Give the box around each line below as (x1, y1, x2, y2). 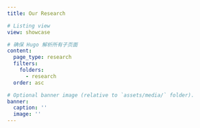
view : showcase (7, 29, 51, 36)
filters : (13, 60, 38, 67)
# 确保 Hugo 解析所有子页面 (7, 41, 78, 48)
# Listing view (7, 22, 51, 29)
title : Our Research (7, 10, 66, 17)
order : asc (13, 79, 45, 86)
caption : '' (13, 104, 48, 112)
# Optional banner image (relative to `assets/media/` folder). (7, 92, 195, 99)
